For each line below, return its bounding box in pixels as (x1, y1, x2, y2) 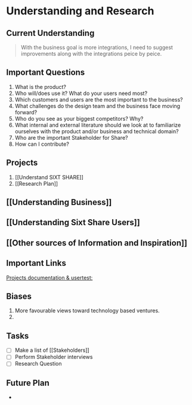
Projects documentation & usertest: (6, 274, 93, 281)
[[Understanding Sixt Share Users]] (6, 217, 140, 228)
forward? (14, 109, 38, 116)
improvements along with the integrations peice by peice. (20, 50, 162, 57)
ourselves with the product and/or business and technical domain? (14, 127, 179, 135)
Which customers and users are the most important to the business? (14, 96, 183, 103)
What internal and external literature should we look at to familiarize (14, 121, 181, 128)
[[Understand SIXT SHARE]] (14, 173, 83, 180)
